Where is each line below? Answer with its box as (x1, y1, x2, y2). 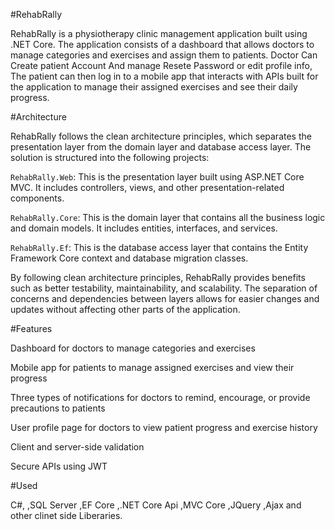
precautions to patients (10, 402, 106, 414)
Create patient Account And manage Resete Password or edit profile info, (10, 60, 313, 71)
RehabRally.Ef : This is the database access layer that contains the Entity (10, 242, 309, 253)
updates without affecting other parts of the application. (10, 304, 241, 315)
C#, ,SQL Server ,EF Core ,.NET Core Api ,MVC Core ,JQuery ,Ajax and (10, 499, 302, 511)
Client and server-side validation (10, 441, 145, 453)
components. (10, 192, 65, 204)
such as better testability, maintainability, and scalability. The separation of (10, 282, 318, 294)
